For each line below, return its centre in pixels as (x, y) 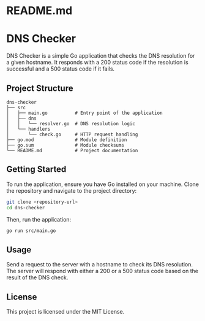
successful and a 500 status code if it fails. (61, 69)
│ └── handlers (28, 129)
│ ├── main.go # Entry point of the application (85, 113)
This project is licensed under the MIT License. (65, 311)
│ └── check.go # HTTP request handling (72, 134)
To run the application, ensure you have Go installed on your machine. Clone (102, 184)
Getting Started (36, 169)
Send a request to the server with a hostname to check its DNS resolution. (100, 265)
